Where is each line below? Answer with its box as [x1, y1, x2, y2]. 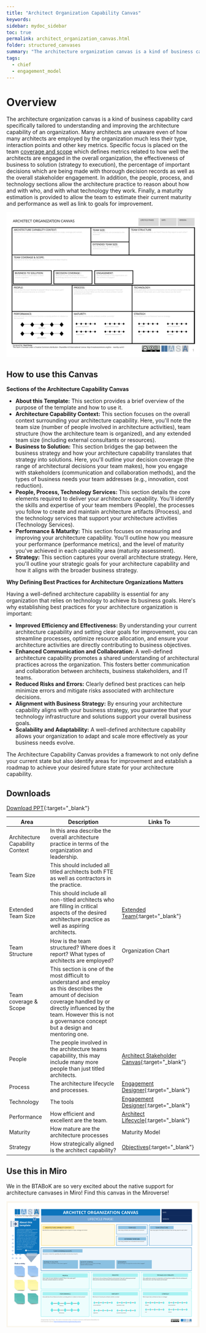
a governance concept [50, 1017, 107, 1025]
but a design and [50, 1023, 93, 1031]
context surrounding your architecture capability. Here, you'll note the [15, 417, 192, 424]
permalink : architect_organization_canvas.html [6, 36, 131, 42]
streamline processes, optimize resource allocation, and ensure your [15, 635, 189, 642]
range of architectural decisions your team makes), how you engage [15, 463, 188, 470]
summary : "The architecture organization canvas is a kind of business [6, 49, 193, 55]
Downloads [6, 788, 51, 799]
